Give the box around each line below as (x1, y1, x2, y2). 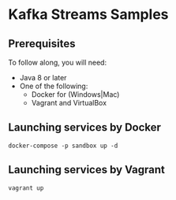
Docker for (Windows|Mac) (31, 90, 120, 99)
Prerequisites (8, 37, 76, 50)
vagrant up (8, 183, 44, 192)
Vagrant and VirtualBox (31, 98, 107, 107)
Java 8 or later (19, 73, 67, 82)
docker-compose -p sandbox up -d (8, 142, 118, 150)
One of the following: (19, 81, 88, 91)
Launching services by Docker (8, 120, 162, 135)
